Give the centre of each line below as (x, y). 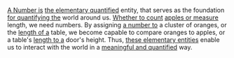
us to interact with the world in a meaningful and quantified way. (100, 47)
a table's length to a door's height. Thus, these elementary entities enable (113, 40)
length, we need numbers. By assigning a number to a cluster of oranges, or (117, 25)
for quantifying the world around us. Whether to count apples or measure (113, 17)
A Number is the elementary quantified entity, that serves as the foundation (116, 10)
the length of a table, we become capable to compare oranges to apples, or (116, 32)
